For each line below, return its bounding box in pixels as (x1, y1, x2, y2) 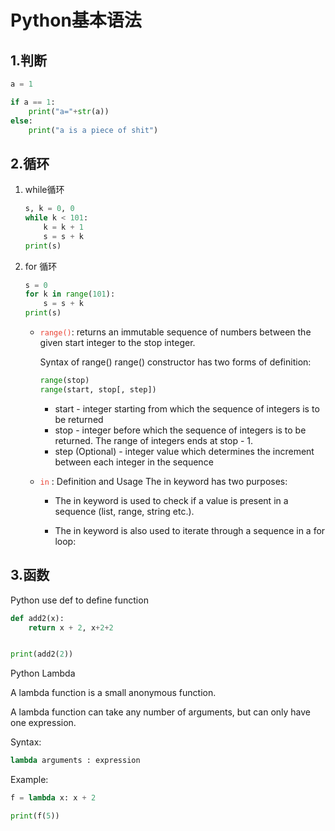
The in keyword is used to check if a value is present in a (54, 494, 289, 506)
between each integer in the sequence (54, 456, 214, 468)
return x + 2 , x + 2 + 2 (28, 622, 114, 633)
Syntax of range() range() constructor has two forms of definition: (39, 356, 312, 368)
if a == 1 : (10, 97, 56, 107)
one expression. (10, 717, 77, 729)
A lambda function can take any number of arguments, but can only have (10, 706, 312, 718)
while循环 (24, 184, 65, 196)
